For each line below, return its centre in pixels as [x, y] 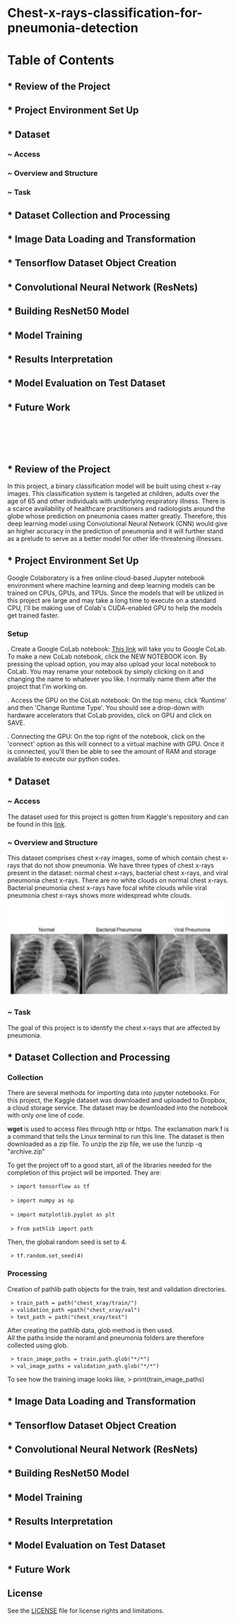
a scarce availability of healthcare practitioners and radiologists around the [116, 509]
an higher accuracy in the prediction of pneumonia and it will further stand [116, 531]
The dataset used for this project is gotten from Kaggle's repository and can [118, 817]
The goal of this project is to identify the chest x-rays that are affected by [114, 1028]
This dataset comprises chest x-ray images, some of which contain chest [114, 858]
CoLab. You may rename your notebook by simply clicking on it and [105, 672]
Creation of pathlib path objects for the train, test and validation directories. [117, 1289]
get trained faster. [33, 615]
